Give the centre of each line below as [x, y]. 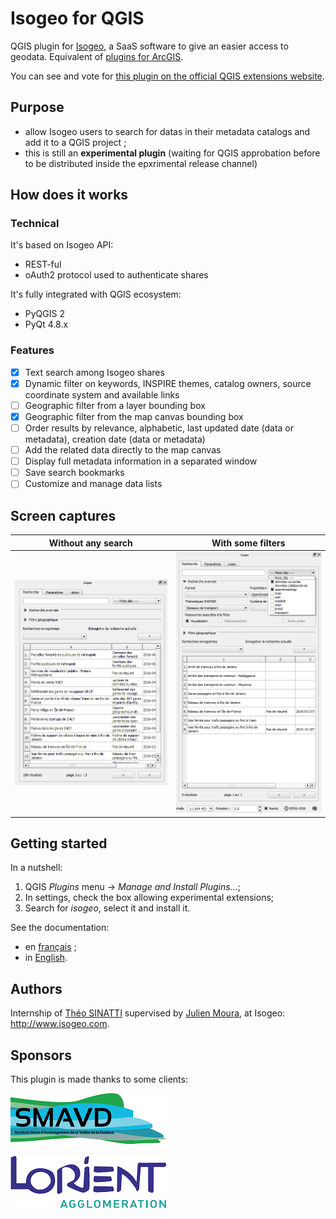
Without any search [90, 543]
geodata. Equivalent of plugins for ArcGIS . [97, 56]
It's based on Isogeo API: [62, 245]
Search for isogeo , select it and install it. [107, 908]
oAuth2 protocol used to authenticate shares [116, 275]
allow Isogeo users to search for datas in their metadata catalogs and [167, 131]
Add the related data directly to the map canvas [123, 450]
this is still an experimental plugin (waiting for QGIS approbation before [172, 153]
